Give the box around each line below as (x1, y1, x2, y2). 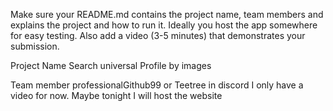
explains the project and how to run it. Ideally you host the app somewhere (10, 19, 318, 31)
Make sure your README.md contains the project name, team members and (10, 9, 324, 20)
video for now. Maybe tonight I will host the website (10, 90, 223, 101)
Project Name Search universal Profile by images (10, 60, 212, 71)
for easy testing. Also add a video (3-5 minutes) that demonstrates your (10, 30, 306, 41)
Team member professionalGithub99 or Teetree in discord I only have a (10, 79, 304, 91)
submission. (10, 40, 60, 52)
